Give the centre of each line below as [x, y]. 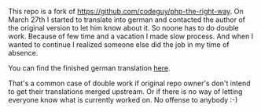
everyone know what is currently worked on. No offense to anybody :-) [123, 100]
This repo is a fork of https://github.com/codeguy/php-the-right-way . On [126, 11]
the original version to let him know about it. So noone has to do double [124, 28]
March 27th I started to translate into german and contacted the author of [127, 20]
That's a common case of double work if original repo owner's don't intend [129, 83]
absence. [23, 53]
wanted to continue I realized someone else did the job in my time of [119, 45]
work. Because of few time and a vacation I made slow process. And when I [131, 36]
